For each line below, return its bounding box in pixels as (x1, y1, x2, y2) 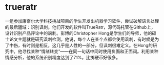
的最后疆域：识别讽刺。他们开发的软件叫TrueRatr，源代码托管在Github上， (5, 24, 156, 30)
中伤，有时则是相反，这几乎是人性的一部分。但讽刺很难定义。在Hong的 (9, 42, 153, 48)
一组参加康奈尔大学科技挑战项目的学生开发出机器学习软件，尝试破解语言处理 (5, 18, 159, 24)
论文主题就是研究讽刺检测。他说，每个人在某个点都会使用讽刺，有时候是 (9, 36, 155, 42)
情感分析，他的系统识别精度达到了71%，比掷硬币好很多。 (5, 54, 121, 60)
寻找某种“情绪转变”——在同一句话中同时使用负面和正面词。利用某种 (21, 48, 159, 54)
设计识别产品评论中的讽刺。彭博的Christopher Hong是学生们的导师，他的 (5, 30, 152, 36)
